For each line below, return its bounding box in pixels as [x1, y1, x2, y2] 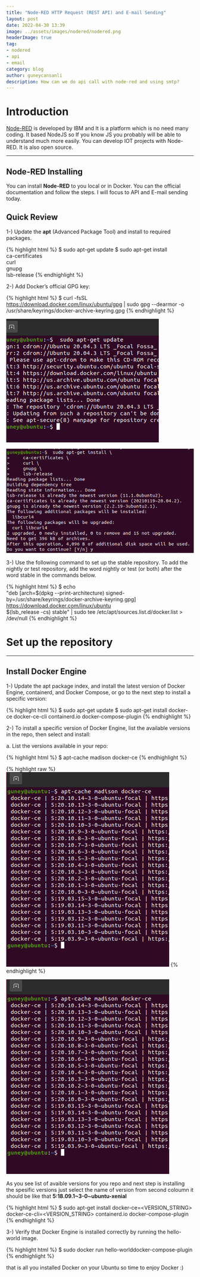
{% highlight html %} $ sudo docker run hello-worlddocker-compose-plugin [6, 1246, 193, 1253]
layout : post [6, 15, 39, 22]
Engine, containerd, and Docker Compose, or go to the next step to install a [6, 688, 191, 696]
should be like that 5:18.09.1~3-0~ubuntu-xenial [6, 1192, 127, 1200]
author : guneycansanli [6, 72, 62, 79]
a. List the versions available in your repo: [6, 742, 108, 750]
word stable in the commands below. [6, 572, 96, 579]
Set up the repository [6, 636, 113, 649]
